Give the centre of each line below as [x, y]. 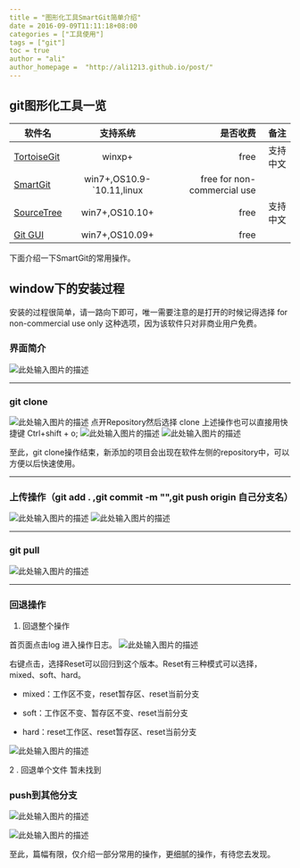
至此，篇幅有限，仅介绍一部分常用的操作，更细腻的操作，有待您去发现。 [142, 855]
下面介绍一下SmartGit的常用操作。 [72, 258]
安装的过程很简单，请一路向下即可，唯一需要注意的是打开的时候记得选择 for [149, 312]
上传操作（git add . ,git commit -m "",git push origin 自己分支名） [151, 497]
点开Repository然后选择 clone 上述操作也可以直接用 [185, 422]
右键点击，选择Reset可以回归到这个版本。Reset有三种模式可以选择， [136, 664]
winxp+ [118, 156]
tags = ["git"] [37, 42]
